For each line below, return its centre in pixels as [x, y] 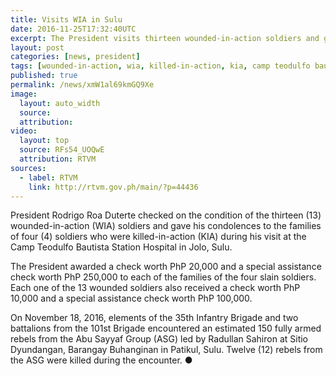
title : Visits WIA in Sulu [66, 19]
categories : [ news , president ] [75, 57]
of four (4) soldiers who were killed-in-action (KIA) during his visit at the [158, 237]
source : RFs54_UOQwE [62, 150]
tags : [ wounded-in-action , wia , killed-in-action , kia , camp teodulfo [160, 66]
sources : [28, 168]
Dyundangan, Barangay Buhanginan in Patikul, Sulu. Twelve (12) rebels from [166, 350]
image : [24, 94]
